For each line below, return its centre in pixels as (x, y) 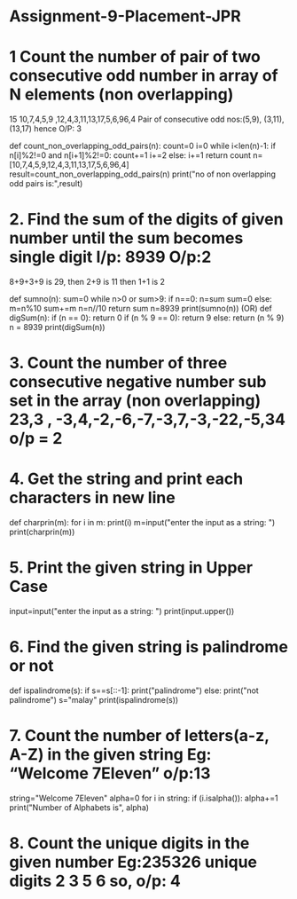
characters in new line (92, 498)
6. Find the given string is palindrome (148, 647)
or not (32, 666)
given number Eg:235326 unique (133, 862)
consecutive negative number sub (138, 382)
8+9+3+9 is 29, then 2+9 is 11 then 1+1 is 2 (87, 282)
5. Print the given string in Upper (131, 568)
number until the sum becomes (126, 238)
